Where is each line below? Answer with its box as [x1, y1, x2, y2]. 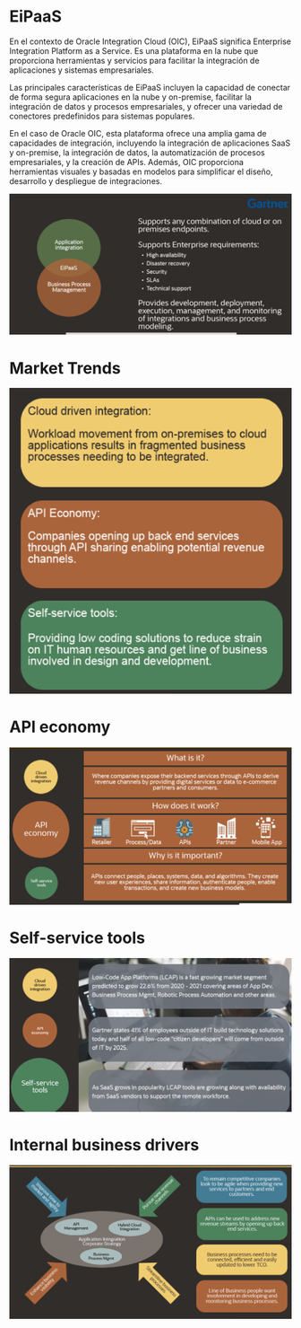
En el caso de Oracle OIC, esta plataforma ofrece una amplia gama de [9, 128, 267, 138]
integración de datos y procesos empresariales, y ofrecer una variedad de [9, 101, 283, 111]
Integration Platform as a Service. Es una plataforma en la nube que [9, 45, 259, 56]
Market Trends [9, 357, 121, 378]
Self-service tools [9, 928, 146, 948]
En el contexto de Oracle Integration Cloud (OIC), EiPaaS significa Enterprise [9, 36, 291, 47]
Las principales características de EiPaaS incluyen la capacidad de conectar [9, 82, 291, 92]
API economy [9, 717, 111, 737]
